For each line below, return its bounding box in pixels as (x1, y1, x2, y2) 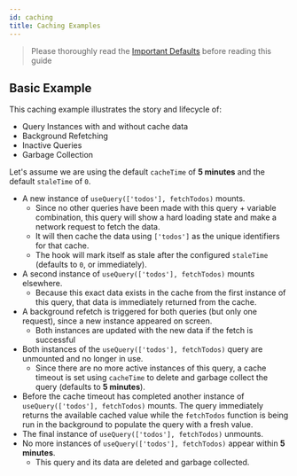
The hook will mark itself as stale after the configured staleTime (35, 250, 269, 261)
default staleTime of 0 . (9, 176, 91, 187)
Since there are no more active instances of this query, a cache (35, 363, 267, 373)
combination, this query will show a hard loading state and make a (35, 212, 277, 222)
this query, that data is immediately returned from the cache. (35, 297, 257, 308)
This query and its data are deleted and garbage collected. (35, 457, 250, 468)
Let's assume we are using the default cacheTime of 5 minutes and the (9, 167, 266, 177)
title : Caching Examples (9, 21, 101, 30)
